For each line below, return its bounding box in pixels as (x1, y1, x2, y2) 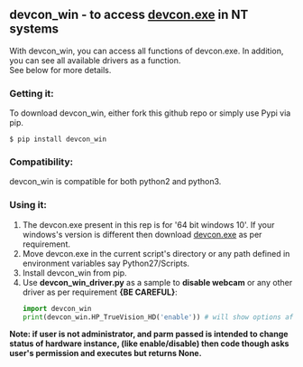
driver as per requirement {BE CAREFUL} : (22, 287, 178, 297)
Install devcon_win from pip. (22, 267, 127, 278)
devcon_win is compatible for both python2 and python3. (9, 176, 222, 187)
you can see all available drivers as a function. (9, 54, 181, 66)
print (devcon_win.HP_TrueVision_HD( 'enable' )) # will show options (22, 312, 281, 322)
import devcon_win (22, 304, 92, 313)
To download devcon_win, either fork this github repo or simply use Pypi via (9, 108, 291, 118)
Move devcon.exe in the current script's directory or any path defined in (22, 248, 290, 259)
